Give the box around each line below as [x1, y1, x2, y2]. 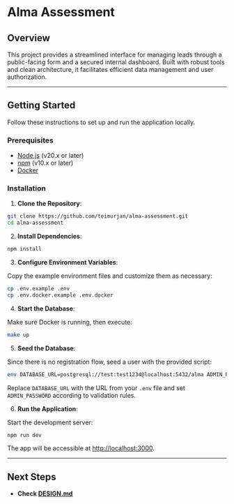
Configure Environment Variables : [17, 258, 118, 267]
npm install [7, 246, 42, 253]
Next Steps [7, 470, 56, 482]
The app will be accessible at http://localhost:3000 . [7, 444, 155, 452]
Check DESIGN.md [17, 489, 73, 498]
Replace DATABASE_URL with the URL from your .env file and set [7, 383, 186, 392]
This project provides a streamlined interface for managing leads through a [7, 50, 222, 59]
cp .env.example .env [7, 286, 70, 292]
